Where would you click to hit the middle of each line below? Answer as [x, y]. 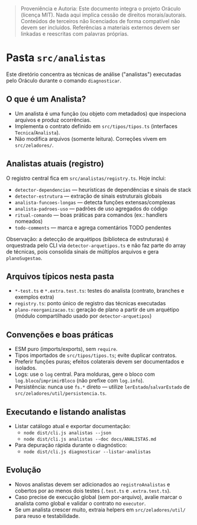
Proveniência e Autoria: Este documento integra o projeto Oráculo [101, 9]
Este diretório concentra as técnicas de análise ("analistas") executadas [94, 74]
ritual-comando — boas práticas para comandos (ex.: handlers [91, 215]
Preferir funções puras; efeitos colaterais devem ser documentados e [99, 362]
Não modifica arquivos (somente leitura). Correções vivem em [91, 138]
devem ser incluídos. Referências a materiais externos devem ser [100, 27]
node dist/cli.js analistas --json [67, 433]
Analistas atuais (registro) [55, 164]
